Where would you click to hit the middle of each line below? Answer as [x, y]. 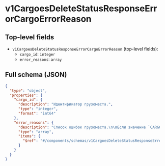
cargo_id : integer [37, 54]
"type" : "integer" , [38, 109]
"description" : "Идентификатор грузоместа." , [65, 104]
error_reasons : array [41, 59]
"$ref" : [30, 141]
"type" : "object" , [28, 91]
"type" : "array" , [36, 132]
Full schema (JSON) [36, 75]
